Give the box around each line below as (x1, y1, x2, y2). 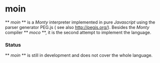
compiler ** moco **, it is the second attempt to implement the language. (5, 29, 151, 35)
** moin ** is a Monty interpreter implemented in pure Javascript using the (5, 19, 156, 25)
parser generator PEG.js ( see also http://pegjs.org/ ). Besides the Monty (5, 24, 150, 30)
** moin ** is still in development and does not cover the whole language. (5, 52, 153, 58)
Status (5, 41, 21, 48)
